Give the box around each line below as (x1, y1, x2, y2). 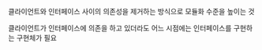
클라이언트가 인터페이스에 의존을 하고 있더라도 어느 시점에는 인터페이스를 (8, 23, 232, 33)
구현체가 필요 (16, 34, 58, 42)
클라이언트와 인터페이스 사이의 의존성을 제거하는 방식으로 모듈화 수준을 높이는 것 (8, 7, 255, 16)
